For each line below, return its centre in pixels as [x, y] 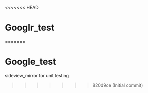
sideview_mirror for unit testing [37, 75]
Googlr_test [30, 28]
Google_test [30, 62]
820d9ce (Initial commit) [118, 85]
